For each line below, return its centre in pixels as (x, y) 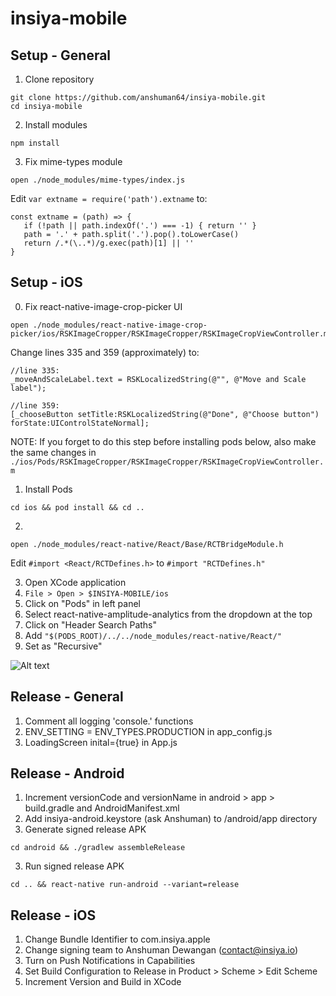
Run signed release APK (74, 866)
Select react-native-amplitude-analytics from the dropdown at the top (168, 614)
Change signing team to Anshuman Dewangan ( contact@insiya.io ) (161, 950)
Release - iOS (53, 915)
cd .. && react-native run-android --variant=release (125, 885)
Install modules (56, 125)
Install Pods (48, 489)
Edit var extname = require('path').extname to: (109, 198)
